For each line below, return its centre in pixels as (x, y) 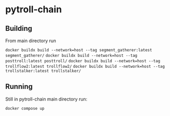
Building (19, 28)
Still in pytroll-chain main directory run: (46, 99)
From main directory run (31, 41)
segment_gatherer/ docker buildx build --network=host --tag (71, 55)
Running (19, 86)
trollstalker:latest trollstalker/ (43, 71)
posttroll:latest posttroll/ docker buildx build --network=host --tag (83, 61)
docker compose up (25, 108)
